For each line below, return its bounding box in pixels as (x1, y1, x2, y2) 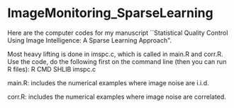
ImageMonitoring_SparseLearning (7, 5, 214, 21)
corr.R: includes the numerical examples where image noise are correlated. (7, 92, 227, 101)
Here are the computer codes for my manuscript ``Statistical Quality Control (7, 28, 228, 37)
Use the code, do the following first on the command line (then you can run (7, 57, 227, 65)
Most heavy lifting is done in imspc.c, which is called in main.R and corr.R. (7, 50, 223, 58)
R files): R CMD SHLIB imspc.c (7, 65, 96, 73)
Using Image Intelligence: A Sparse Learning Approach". (7, 36, 172, 44)
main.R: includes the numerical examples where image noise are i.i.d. (7, 78, 209, 87)
